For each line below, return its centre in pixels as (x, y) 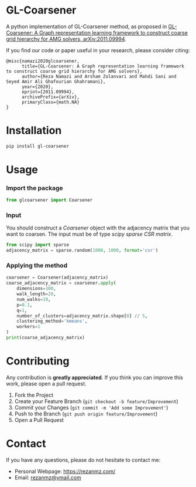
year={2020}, (37, 87)
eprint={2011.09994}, (48, 92)
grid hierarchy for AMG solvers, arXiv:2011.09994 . (66, 39)
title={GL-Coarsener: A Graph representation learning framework (103, 66)
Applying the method (37, 266)
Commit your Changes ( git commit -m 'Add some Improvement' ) (91, 407)
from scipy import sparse (37, 245)
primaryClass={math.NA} (51, 102)
